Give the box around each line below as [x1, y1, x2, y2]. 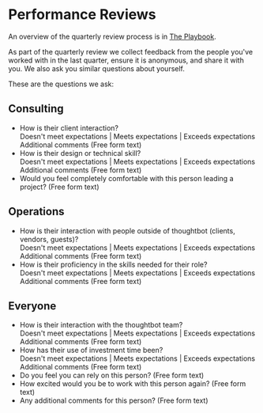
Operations [8, 205, 65, 218]
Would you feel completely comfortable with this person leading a [19, 173, 235, 183]
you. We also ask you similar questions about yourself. [8, 63, 186, 73]
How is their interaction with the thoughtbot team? [19, 320, 183, 330]
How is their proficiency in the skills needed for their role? [19, 260, 208, 269]
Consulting [8, 102, 65, 116]
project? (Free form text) [19, 182, 100, 191]
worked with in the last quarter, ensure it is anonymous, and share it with [8, 55, 245, 65]
